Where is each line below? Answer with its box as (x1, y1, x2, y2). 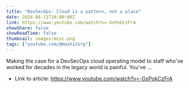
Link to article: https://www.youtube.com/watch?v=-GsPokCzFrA (14, 75, 173, 82)
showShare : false (6, 25, 49, 31)
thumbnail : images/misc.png (6, 36, 76, 42)
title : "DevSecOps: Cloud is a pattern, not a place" (6, 8, 142, 15)
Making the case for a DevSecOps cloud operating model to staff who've (6, 57, 184, 65)
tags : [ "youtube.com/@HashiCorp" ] (6, 42, 92, 48)
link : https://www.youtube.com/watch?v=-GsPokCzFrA (6, 19, 136, 25)
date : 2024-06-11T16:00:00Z (6, 14, 76, 20)
